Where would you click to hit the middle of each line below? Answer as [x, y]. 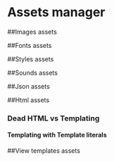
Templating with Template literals [57, 135]
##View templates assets [44, 151]
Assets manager [56, 12]
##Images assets [32, 32]
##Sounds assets [33, 73]
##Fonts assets [30, 45]
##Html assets [28, 100]
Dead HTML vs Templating [53, 118]
